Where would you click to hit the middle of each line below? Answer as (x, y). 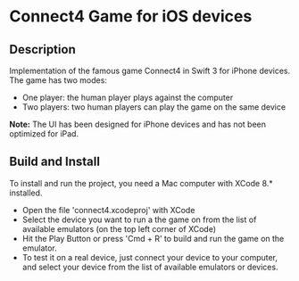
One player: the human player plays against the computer (128, 97)
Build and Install (55, 162)
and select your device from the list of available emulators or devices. (150, 267)
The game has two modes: (58, 80)
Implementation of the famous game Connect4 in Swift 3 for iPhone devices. (150, 70)
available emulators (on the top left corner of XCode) (119, 228)
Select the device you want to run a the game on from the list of (139, 219)
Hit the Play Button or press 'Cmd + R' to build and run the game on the (153, 238)
